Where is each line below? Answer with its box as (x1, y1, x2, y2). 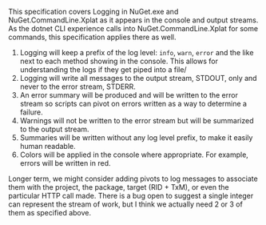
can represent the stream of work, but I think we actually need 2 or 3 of (8, 199, 244, 209)
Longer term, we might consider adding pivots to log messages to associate (8, 174, 258, 183)
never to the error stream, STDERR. (19, 82, 136, 91)
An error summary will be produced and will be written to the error (19, 90, 238, 99)
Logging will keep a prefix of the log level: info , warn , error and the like (19, 48, 254, 57)
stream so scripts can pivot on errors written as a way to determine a (19, 99, 248, 108)
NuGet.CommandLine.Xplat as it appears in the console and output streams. (8, 15, 259, 25)
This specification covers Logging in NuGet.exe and (8, 7, 179, 16)
